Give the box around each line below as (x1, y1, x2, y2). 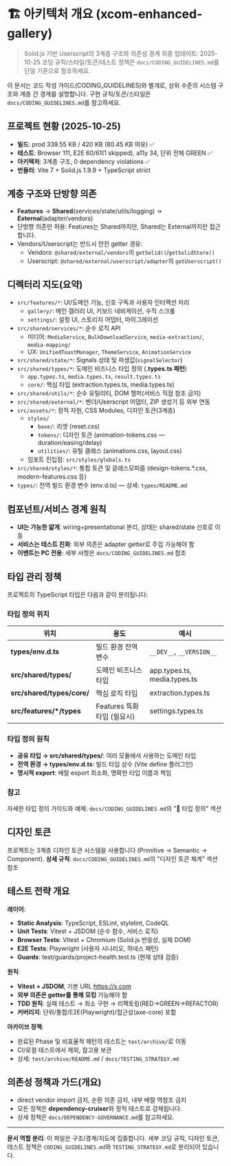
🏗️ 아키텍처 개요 (7, 6, 93, 22)
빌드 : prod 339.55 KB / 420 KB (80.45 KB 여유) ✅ (16, 140, 155, 148)
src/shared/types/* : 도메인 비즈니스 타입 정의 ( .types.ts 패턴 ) (16, 364, 188, 373)
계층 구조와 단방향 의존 (7, 188, 98, 200)
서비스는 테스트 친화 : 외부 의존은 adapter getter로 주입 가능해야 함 (16, 540, 195, 548)
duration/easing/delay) (37, 439, 102, 447)
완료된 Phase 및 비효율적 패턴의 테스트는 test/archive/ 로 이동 (16, 1037, 187, 1045)
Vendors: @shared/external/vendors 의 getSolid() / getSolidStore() (27, 248, 215, 256)
